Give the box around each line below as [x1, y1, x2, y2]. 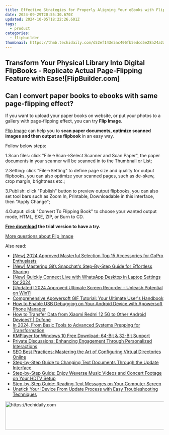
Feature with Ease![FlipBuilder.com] [5, 74, 120, 83]
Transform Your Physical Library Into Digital [5, 59, 145, 67]
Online [12, 354, 26, 360]
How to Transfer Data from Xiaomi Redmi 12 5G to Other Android [12, 311, 146, 317]
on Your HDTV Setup [12, 375, 56, 381]
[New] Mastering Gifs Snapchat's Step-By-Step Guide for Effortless [12, 263, 152, 269]
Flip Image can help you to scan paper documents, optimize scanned [5, 128, 151, 134]
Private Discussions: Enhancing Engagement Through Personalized [12, 338, 152, 344]
